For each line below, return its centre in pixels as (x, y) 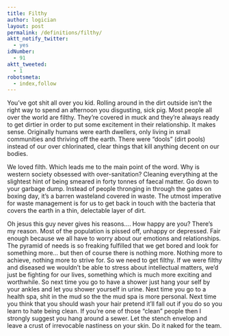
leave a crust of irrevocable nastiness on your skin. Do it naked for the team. (114, 326)
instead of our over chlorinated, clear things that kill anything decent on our (113, 146)
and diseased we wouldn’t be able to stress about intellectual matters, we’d (113, 268)
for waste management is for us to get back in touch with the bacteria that (111, 203)
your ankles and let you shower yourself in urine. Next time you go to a (107, 289)
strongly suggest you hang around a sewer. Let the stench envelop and (107, 318)
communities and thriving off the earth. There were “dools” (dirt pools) (106, 139)
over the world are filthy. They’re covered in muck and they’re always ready (113, 118)
